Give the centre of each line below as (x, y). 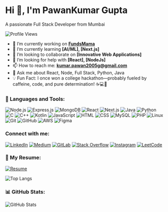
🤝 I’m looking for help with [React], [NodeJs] (59, 59)
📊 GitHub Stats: (25, 192)
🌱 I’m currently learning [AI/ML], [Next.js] (56, 49)
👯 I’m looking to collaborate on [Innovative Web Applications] (77, 54)
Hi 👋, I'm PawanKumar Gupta (66, 10)
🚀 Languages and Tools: (35, 99)
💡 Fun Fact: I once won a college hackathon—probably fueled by (79, 78)
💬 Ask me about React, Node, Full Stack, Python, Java (68, 73)
